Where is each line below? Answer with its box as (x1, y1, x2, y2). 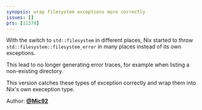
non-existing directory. (6, 68, 64, 75)
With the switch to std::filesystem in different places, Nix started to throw (6, 37, 193, 44)
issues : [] (6, 15, 34, 21)
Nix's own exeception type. (6, 86, 75, 93)
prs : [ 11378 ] (6, 20, 40, 26)
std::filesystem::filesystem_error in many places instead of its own (6, 43, 181, 50)
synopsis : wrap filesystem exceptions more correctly (6, 8, 146, 15)
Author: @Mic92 (6, 97, 49, 105)
